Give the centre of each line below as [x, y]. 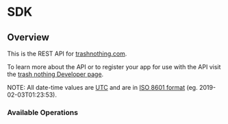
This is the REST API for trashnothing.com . [67, 53]
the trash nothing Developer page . [55, 74]
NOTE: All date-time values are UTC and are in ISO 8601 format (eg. [102, 87]
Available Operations [43, 112]
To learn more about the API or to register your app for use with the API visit [114, 67]
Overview [28, 37]
